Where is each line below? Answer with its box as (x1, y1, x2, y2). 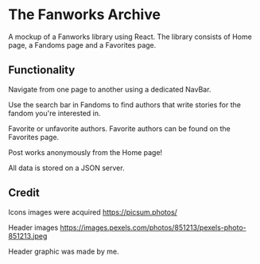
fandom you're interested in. (8, 108, 101, 118)
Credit (8, 186, 40, 200)
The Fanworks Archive (8, 6, 161, 24)
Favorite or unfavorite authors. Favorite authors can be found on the (8, 123, 231, 133)
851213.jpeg (8, 231, 48, 240)
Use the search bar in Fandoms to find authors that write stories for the (8, 99, 241, 109)
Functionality (8, 64, 76, 77)
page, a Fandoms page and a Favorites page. (8, 40, 157, 49)
